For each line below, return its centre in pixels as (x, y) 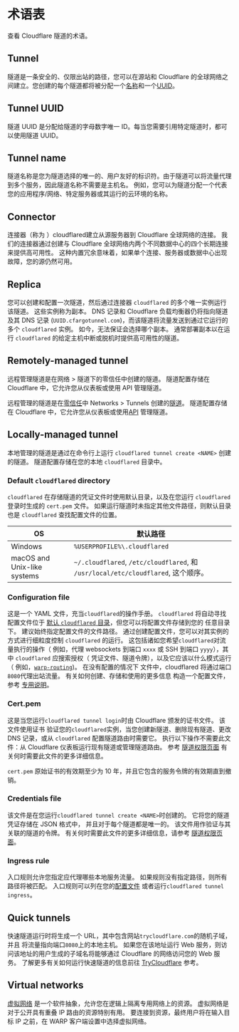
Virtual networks (46, 985)
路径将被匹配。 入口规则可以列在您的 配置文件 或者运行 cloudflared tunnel (116, 886)
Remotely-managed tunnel (68, 361)
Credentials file (34, 798)
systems (25, 575)
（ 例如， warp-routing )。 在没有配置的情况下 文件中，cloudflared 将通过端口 (119, 667)
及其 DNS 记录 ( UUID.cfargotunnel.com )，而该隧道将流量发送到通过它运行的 (118, 320)
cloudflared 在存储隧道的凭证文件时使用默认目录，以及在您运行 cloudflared (119, 496)
